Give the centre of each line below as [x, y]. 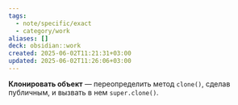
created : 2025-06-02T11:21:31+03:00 [70, 53]
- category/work [43, 31]
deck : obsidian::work [45, 46]
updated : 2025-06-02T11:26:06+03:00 [70, 61]
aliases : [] [28, 38]
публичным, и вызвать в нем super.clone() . [84, 92]
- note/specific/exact [54, 23]
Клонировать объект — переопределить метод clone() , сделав [119, 84]
